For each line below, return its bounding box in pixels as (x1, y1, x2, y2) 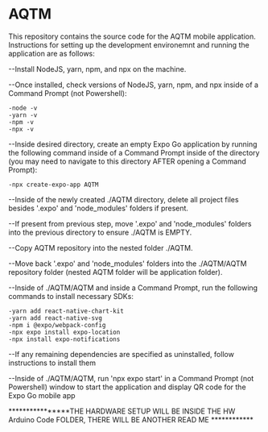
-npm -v (8, 118, 35, 126)
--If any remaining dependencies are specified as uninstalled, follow (8, 349, 235, 359)
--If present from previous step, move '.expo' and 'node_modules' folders (8, 218, 252, 228)
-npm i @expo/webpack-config (8, 321, 106, 329)
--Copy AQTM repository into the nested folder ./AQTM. (8, 243, 193, 252)
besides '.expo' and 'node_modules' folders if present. (8, 203, 189, 213)
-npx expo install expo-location (8, 328, 121, 336)
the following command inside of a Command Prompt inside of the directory (8, 147, 260, 157)
